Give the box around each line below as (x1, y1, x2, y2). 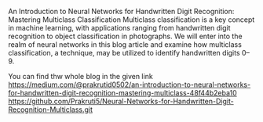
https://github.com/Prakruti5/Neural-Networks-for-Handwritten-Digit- (8, 97, 234, 106)
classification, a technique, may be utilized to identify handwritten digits (8, 48, 241, 57)
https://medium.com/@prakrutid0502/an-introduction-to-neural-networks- (8, 80, 251, 89)
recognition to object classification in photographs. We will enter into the (8, 31, 243, 41)
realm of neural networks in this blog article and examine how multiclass (8, 40, 242, 49)
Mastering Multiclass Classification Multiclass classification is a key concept (8, 15, 255, 24)
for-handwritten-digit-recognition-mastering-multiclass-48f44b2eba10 (8, 88, 237, 97)
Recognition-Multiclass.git (8, 105, 93, 114)
